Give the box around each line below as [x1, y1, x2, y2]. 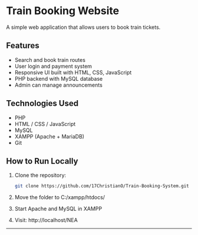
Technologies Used [6, 98, 78, 108]
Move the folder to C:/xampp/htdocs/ [14, 194, 105, 201]
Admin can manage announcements [14, 81, 103, 88]
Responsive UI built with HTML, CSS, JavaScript [14, 69, 132, 76]
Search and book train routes [14, 56, 85, 63]
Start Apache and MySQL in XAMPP [14, 205, 103, 213]
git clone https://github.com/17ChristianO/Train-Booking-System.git [14, 183, 190, 189]
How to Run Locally [6, 156, 78, 166]
